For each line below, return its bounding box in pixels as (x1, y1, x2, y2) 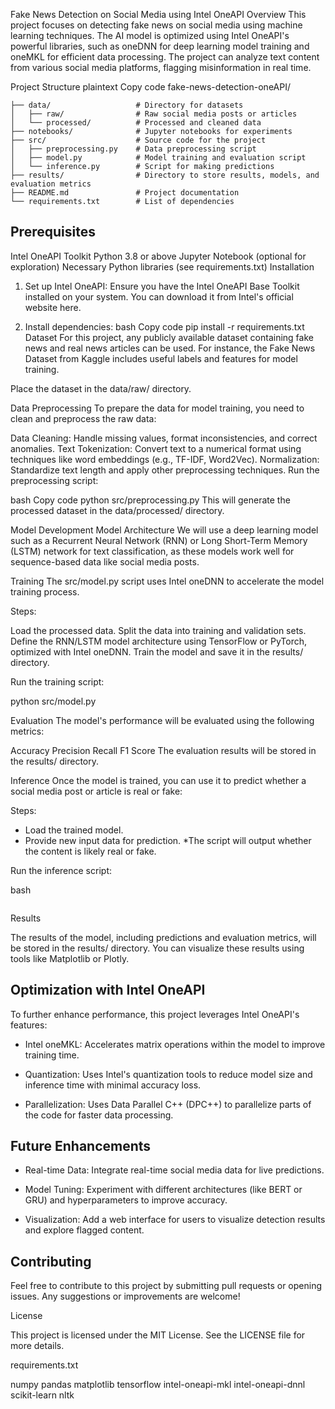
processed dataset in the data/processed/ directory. (10, 504, 225, 516)
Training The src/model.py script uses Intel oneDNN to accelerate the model (10, 575, 325, 587)
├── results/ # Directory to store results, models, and (10, 170, 320, 180)
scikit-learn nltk (10, 1389, 75, 1401)
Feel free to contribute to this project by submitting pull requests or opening (10, 1280, 323, 1292)
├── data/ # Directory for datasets (10, 100, 244, 110)
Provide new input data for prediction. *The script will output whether (24, 834, 312, 846)
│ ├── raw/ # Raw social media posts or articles (10, 109, 298, 119)
